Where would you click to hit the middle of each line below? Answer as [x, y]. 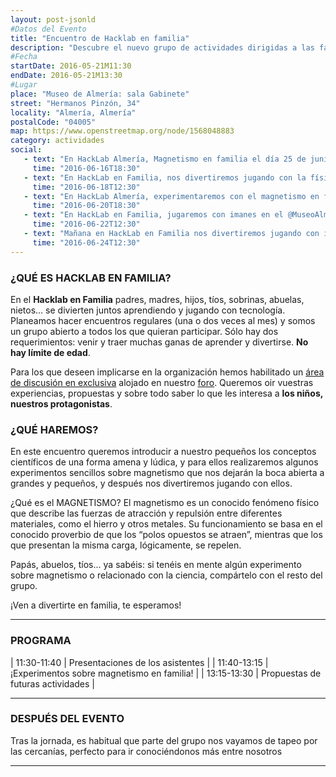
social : [26, 150]
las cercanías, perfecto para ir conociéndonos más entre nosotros [146, 751]
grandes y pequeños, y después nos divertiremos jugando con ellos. [151, 483]
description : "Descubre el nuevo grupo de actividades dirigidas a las [162, 47]
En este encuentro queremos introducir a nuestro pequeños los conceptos [163, 452]
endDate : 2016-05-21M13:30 [66, 76]
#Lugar [24, 85]
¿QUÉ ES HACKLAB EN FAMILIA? [91, 278]
